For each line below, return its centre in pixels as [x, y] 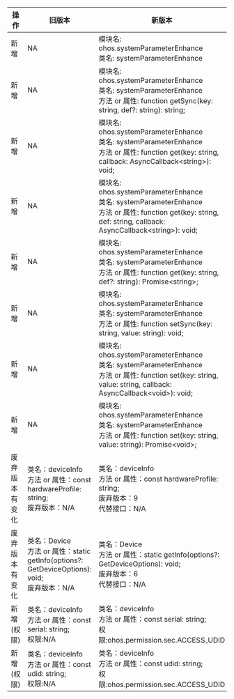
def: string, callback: [132, 221]
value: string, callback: [135, 384]
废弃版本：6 [118, 574]
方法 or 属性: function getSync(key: [156, 101]
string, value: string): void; [141, 333]
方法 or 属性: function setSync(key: [155, 324]
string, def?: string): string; [142, 110]
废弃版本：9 [118, 498]
